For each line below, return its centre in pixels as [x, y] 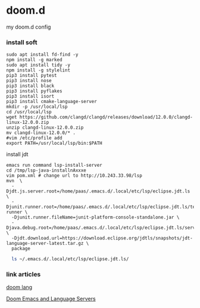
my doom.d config [29, 27]
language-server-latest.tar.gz [45, 244]
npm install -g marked [34, 60]
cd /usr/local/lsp [29, 112]
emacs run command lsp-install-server [54, 165]
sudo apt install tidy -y [38, 65]
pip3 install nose [29, 81]
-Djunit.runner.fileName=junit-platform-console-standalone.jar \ [96, 217]
